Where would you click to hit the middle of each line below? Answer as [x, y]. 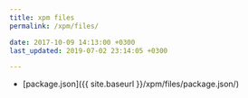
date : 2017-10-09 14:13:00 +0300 [72, 42]
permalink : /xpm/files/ [54, 26]
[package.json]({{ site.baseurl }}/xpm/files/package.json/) [131, 84]
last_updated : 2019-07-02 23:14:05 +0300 [89, 50]
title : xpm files [42, 18]
